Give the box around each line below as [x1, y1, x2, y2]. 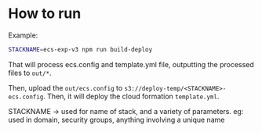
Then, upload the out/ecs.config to [8, 83, 123, 92]
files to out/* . [8, 68, 53, 77]
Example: [8, 30, 38, 40]
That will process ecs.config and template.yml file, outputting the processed [8, 59, 255, 69]
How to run [8, 5, 82, 23]
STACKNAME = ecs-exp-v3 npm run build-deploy [8, 45, 153, 53]
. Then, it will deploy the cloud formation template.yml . [42, 91, 220, 101]
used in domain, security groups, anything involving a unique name [8, 115, 225, 124]
